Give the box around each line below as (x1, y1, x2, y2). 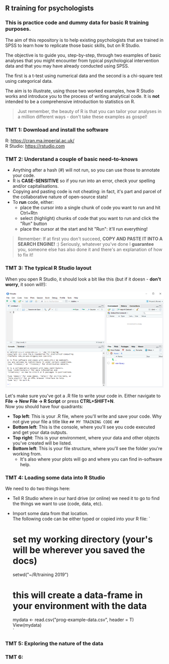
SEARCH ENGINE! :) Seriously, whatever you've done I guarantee (17, 241, 154, 247)
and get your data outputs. (12, 429, 68, 435)
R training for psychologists (5, 4, 94, 13)
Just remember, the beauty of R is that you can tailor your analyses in (17, 108, 162, 114)
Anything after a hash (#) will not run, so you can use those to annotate (12, 167, 160, 173)
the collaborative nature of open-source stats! (12, 194, 108, 200)
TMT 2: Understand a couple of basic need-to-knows (5, 155, 138, 162)
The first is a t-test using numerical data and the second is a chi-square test (5, 73, 162, 79)
